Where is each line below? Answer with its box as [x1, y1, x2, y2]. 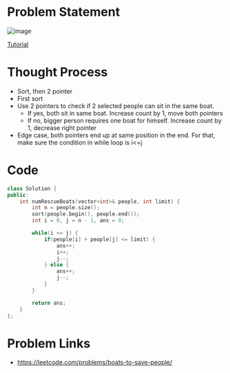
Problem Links [7, 335, 91, 351]
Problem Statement [7, 4, 121, 20]
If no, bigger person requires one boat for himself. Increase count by [27, 116, 222, 125]
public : [7, 191, 30, 198]
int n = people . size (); [32, 204, 100, 211]
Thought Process [7, 65, 108, 80]
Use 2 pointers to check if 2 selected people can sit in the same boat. [17, 101, 215, 110]
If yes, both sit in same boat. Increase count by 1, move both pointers [27, 109, 224, 117]
